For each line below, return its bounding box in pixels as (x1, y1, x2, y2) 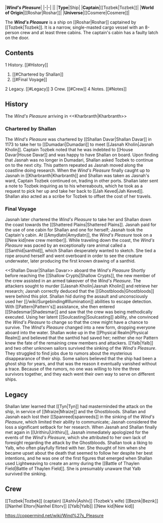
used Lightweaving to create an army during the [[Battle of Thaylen (5, 461, 140, 466)
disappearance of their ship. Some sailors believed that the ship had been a (5, 356, 157, 362)
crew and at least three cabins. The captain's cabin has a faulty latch (20, 30, 159, 35)
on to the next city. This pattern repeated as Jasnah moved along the (5, 162, 144, 168)
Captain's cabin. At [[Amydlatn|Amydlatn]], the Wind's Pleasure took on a (5, 232, 152, 238)
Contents (5, 49, 34, 57)
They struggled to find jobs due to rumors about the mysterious (5, 350, 132, 356)
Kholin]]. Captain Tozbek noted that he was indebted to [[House (5, 146, 133, 152)
